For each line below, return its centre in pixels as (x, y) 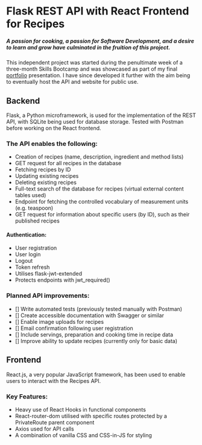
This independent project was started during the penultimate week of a (94, 63)
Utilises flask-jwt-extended (49, 274)
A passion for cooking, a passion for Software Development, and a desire (100, 41)
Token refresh (32, 267)
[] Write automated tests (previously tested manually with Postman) (99, 309)
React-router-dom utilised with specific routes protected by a (91, 416)
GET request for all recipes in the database (68, 163)
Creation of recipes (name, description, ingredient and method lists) (99, 157)
